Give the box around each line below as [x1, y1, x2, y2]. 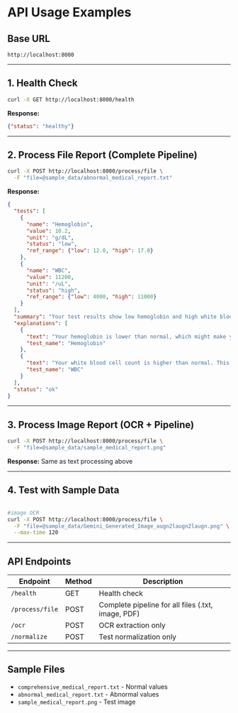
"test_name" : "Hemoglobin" [25, 339, 106, 347]
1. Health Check [7, 77, 78, 89]
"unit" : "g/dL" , [25, 234, 74, 241]
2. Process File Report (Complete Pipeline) [7, 148, 198, 160]
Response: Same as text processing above [7, 457, 133, 465]
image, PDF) [98, 609, 140, 619]
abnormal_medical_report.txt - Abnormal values [17, 690, 159, 698]
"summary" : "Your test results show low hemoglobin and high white [13, 313, 217, 320]
